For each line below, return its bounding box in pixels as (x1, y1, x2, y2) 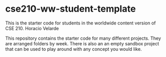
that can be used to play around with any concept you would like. (5, 46, 142, 52)
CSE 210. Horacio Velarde (5, 25, 60, 31)
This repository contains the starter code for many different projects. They (5, 35, 161, 41)
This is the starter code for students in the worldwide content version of (5, 20, 156, 26)
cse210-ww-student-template (5, 3, 136, 15)
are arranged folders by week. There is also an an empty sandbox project (5, 40, 159, 46)
